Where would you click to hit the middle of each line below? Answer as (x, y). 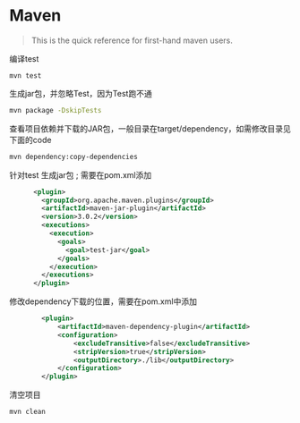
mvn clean (28, 412)
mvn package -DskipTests (56, 110)
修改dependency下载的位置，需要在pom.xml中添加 (103, 301)
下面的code (30, 140)
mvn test (26, 76)
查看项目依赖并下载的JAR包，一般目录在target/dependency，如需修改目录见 (150, 128)
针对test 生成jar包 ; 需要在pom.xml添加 (81, 174)
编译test (24, 58)
